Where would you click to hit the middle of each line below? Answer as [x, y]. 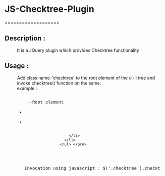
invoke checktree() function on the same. [59, 83]
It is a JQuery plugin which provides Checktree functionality [78, 50]
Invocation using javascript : [62, 168]
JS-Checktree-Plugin [50, 9]
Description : [25, 38]
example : [27, 88]
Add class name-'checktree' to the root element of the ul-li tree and [86, 78]
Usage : [17, 66]
